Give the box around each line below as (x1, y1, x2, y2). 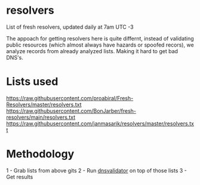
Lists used (6, 75, 59, 88)
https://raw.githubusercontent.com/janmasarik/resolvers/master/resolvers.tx (6, 120, 194, 127)
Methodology (6, 147, 75, 161)
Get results (6, 173, 33, 180)
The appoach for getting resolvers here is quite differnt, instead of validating (6, 35, 194, 42)
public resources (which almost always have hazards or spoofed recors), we (6, 41, 194, 48)
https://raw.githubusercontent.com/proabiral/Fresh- (6, 94, 134, 101)
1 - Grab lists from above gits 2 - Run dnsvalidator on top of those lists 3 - (6, 166, 187, 174)
